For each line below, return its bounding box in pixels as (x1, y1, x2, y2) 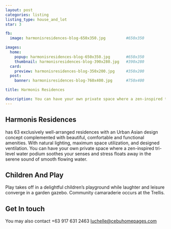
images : (5, 45, 22, 50)
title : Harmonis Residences (5, 87, 65, 92)
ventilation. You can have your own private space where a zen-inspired (5, 145, 154, 151)
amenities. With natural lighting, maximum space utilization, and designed (5, 140, 160, 146)
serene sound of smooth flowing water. (5, 156, 88, 162)
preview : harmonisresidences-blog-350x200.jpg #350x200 (14, 68, 145, 74)
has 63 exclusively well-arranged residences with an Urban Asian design (5, 129, 158, 135)
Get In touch (5, 205, 45, 213)
